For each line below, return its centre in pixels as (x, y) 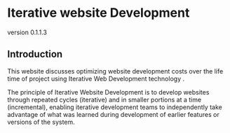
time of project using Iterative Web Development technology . (96, 78)
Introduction (35, 54)
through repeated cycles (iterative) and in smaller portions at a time (104, 99)
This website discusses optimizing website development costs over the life (115, 71)
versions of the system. (41, 122)
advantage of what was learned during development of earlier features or (113, 114)
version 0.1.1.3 (27, 32)
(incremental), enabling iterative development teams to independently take (115, 107)
